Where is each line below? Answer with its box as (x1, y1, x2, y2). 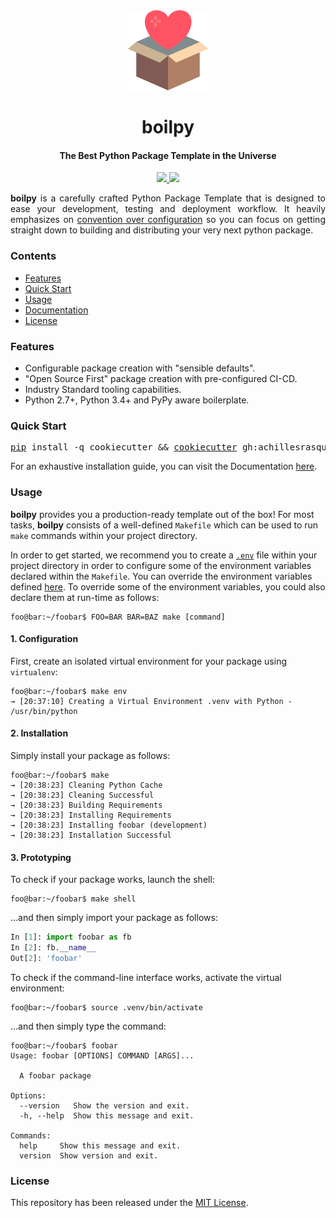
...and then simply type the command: (10, 1020, 167, 1032)
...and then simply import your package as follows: (10, 912, 218, 924)
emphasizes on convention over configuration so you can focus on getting (10, 214, 326, 226)
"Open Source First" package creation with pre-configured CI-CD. (24, 372, 298, 384)
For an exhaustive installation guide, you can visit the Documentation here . (10, 460, 318, 473)
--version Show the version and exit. (19, 1100, 190, 1111)
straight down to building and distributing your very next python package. (10, 224, 314, 236)
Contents (10, 249, 57, 263)
